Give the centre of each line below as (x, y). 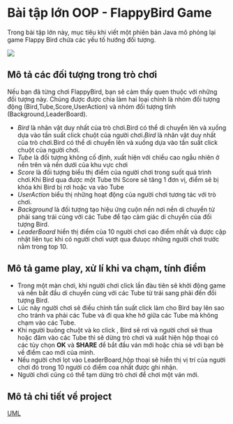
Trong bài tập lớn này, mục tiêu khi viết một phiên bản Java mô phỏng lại (112, 32)
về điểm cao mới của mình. (56, 352)
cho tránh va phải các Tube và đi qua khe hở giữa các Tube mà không (118, 315)
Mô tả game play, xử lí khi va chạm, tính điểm (107, 268)
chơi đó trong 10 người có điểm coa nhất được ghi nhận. (98, 367)
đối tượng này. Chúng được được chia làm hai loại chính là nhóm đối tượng (114, 99)
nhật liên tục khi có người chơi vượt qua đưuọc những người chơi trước (118, 239)
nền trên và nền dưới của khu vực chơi (72, 164)
